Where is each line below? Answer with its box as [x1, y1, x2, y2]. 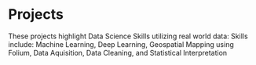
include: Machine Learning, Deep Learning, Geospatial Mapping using [8, 39, 234, 49]
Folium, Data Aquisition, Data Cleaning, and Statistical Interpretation [8, 48, 228, 57]
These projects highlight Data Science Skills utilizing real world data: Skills [8, 31, 249, 41]
